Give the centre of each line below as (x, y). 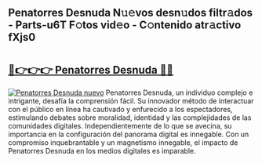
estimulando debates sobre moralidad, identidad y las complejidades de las (130, 118)
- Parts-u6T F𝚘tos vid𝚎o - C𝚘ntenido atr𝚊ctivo (125, 25)
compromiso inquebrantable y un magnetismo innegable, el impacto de (123, 143)
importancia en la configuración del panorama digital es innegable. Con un (129, 134)
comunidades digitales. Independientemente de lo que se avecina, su (120, 126)
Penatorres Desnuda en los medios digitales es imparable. (102, 151)
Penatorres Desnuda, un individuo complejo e (179, 92)
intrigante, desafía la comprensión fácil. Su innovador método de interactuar (131, 101)
